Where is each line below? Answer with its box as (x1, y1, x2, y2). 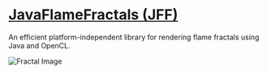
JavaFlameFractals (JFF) (8, 6, 179, 24)
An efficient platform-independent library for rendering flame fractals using (8, 32, 260, 42)
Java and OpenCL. (8, 40, 71, 50)
